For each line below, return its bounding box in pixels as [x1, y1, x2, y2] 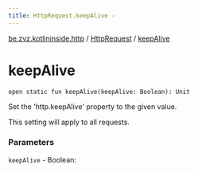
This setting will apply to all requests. [8, 117, 130, 127]
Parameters [8, 137, 54, 148]
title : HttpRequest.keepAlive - [8, 11, 115, 20]
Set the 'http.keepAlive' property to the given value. [8, 101, 177, 111]
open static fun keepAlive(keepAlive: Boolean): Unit [8, 88, 191, 96]
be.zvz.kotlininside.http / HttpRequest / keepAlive [8, 33, 170, 43]
